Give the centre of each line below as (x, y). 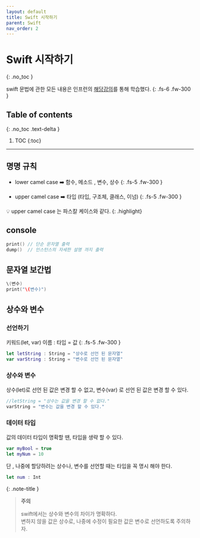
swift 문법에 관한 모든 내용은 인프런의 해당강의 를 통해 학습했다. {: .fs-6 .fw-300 (99, 89)
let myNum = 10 (25, 454)
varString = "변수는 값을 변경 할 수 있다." (55, 406)
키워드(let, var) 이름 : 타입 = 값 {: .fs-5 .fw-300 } (63, 342)
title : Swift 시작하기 (32, 17)
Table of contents (39, 114)
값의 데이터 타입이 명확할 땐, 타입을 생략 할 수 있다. (65, 437)
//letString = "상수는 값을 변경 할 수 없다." (58, 401)
